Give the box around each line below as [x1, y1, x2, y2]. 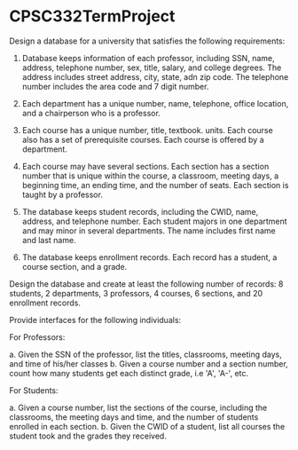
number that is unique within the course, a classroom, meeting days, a [21, 170, 279, 181]
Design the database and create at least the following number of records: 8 [9, 278, 284, 289]
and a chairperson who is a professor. [21, 107, 161, 118]
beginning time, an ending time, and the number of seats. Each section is [21, 179, 289, 190]
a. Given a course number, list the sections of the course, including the [9, 402, 268, 413]
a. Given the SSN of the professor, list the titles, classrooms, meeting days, [9, 349, 282, 359]
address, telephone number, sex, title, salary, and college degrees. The [21, 62, 282, 73]
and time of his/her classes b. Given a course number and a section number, [9, 358, 288, 369]
